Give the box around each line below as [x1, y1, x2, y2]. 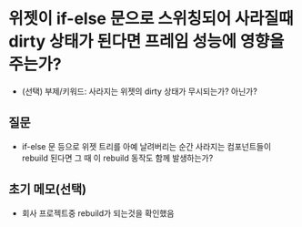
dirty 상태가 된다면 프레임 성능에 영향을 [8, 31, 285, 52]
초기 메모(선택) [8, 181, 87, 197]
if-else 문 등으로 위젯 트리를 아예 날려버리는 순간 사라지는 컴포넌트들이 [21, 140, 272, 151]
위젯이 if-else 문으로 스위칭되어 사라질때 [8, 8, 294, 29]
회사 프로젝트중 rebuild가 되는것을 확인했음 [21, 207, 175, 219]
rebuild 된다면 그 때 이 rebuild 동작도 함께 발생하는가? [21, 152, 214, 163]
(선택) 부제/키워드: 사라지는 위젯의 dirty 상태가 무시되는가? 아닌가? [21, 86, 258, 97]
